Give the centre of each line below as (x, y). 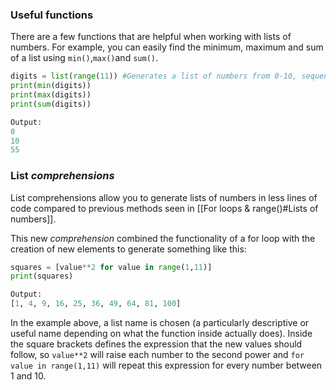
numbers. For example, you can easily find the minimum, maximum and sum (167, 47)
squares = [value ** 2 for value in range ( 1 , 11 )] (111, 267)
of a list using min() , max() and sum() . (84, 58)
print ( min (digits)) (51, 86)
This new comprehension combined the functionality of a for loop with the (163, 238)
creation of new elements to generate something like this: (128, 249)
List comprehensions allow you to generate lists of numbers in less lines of (164, 197)
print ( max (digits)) (51, 95)
